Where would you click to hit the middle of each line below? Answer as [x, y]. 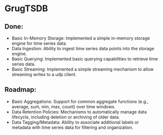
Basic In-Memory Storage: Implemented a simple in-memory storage [81, 38]
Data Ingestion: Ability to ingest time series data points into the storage [83, 48]
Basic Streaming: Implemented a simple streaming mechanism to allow [83, 69]
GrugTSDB [26, 9]
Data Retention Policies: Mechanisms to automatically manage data [79, 112]
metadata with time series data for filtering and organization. [72, 127]
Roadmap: [20, 90]
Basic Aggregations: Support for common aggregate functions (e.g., [80, 101]
